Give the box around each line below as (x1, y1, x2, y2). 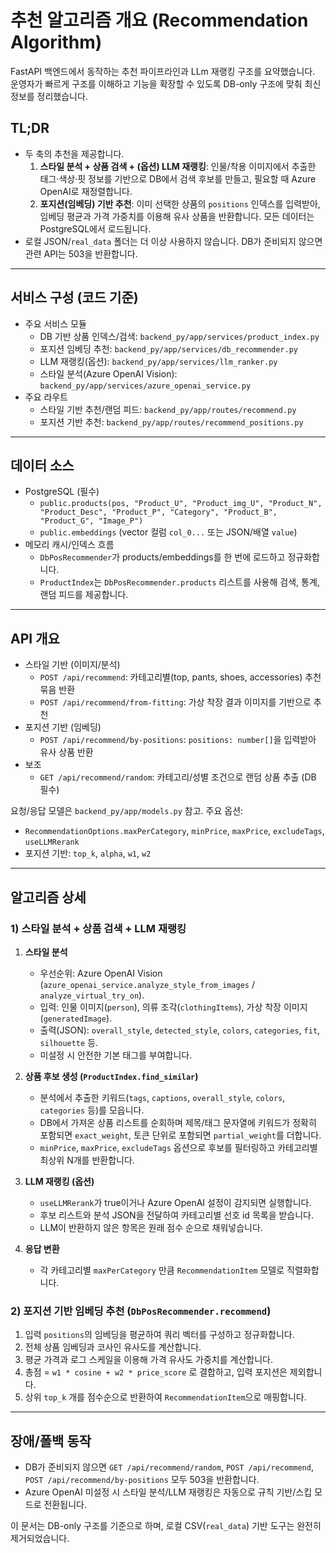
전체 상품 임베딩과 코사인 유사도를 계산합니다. (24, 1341, 202, 1353)
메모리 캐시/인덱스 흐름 (24, 539, 115, 551)
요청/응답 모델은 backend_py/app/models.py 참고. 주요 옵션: (10, 805, 244, 817)
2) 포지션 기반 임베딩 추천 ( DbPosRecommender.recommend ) (10, 1304, 272, 1318)
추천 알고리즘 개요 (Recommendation (10, 9, 309, 32)
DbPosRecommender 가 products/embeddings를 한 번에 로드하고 (39, 551, 286, 563)
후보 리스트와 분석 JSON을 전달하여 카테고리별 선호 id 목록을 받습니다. (39, 1209, 315, 1221)
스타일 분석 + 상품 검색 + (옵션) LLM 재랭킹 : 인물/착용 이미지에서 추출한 (39, 160, 317, 172)
